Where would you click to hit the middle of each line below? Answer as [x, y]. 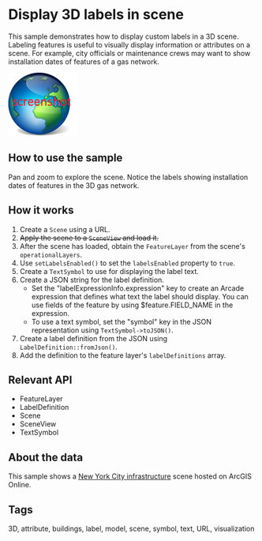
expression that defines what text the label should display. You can [140, 296]
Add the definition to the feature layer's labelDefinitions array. [123, 355]
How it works [41, 210]
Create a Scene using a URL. [65, 229]
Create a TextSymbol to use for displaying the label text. [109, 271]
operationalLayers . [51, 254]
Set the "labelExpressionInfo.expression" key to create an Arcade [138, 288]
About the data [46, 457]
